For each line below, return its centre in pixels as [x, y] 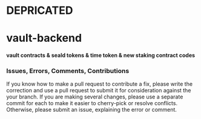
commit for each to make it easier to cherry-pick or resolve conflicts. [92, 103]
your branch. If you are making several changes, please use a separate [95, 97]
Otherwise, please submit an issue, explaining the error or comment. [92, 110]
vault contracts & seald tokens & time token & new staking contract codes [101, 55]
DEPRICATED [40, 11]
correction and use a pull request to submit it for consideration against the [99, 91]
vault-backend [44, 38]
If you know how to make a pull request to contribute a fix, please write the [99, 84]
